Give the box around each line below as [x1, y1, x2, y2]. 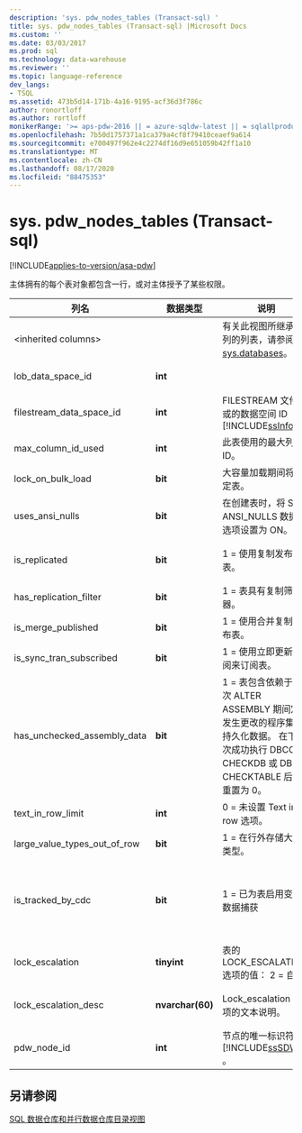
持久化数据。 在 [222, 730, 289, 743]
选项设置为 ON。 [222, 524, 293, 536]
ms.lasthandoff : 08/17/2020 [9, 164, 115, 173]
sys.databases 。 [222, 347, 293, 360]
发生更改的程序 [222, 717, 286, 729]
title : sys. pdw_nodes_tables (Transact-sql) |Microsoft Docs [9, 22, 247, 31]
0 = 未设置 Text [222, 801, 287, 814]
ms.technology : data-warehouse [9, 55, 127, 64]
